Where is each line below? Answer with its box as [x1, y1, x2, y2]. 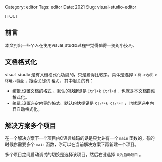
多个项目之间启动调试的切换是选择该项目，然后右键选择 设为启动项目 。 [5, 152, 144, 158]
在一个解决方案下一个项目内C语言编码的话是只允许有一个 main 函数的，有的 [5, 135, 155, 141]
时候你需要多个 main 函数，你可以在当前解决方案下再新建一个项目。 [5, 141, 139, 147]
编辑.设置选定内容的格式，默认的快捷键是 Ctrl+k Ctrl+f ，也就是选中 [12, 100, 150, 106]
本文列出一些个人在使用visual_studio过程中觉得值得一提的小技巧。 [5, 42, 137, 48]
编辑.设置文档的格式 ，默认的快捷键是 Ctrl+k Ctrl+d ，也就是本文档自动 [12, 88, 156, 94]
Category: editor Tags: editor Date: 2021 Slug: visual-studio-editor [5, 4, 137, 10]
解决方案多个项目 [5, 122, 56, 130]
